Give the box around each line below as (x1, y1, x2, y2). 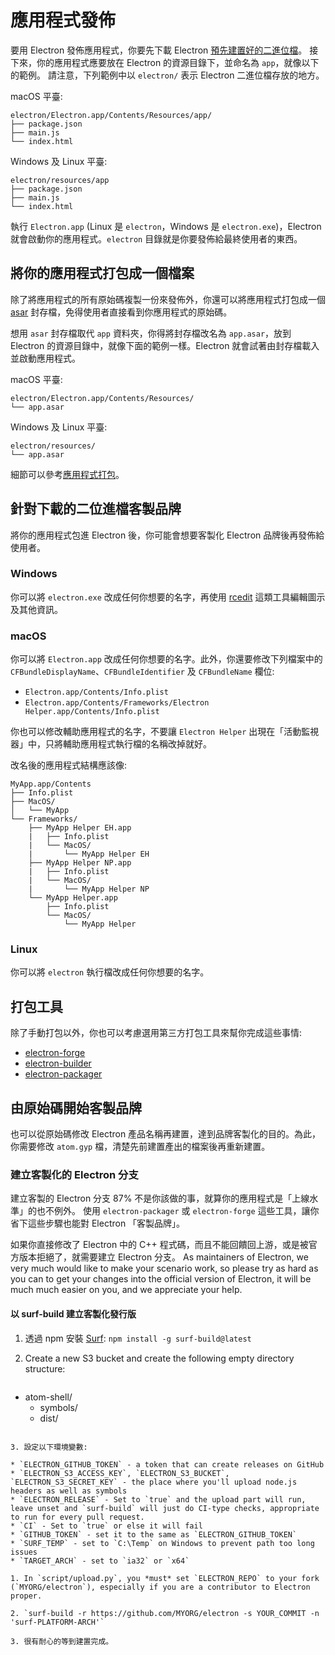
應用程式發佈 (10, 9, 117, 32)
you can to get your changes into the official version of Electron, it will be (10, 1273, 312, 1285)
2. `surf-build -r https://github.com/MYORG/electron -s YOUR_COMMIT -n (10, 1608, 320, 1618)
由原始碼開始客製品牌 (10, 1099, 142, 1116)
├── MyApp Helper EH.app (28, 823, 132, 833)
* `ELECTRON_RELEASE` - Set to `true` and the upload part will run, (10, 1494, 307, 1505)
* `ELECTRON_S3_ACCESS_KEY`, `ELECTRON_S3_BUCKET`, (10, 1468, 230, 1478)
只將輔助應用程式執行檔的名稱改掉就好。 (44, 738, 212, 750)
